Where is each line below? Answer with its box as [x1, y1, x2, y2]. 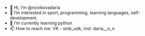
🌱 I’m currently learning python [9, 20, 72, 26]
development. [9, 15, 38, 20]
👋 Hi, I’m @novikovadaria [9, 5, 60, 10]
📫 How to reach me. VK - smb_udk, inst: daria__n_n [9, 26, 115, 31]
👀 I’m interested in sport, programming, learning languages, [9, 10, 130, 16]
